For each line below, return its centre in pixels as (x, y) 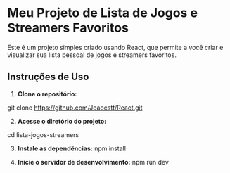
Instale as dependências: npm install (72, 148)
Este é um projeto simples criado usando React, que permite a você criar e (115, 47)
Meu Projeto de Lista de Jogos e (103, 13)
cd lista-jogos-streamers (43, 134)
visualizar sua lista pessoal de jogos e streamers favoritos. (92, 55)
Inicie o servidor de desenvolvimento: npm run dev (93, 162)
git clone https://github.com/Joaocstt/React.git (75, 108)
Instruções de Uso (48, 77)
